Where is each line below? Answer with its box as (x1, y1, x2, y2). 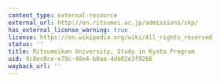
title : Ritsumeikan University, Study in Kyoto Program (8, 48, 195, 55)
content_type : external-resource (8, 11, 118, 20)
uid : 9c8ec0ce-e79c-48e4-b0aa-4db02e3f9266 (8, 55, 153, 63)
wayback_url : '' (8, 62, 61, 70)
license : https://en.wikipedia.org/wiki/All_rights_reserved (8, 33, 213, 41)
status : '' (8, 41, 44, 48)
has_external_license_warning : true (8, 26, 128, 34)
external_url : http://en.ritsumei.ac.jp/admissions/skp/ (8, 19, 199, 27)
